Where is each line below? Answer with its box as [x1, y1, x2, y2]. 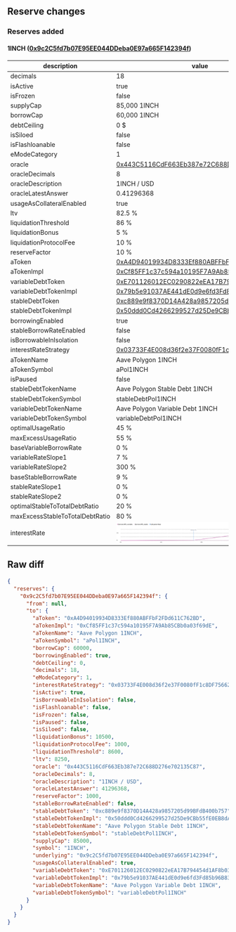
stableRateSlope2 [10, 492, 62, 501]
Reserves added [7, 27, 65, 37]
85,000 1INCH [116, 101, 159, 110]
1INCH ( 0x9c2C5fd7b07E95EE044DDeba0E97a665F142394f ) [7, 44, 192, 52]
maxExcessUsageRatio [10, 434, 77, 442]
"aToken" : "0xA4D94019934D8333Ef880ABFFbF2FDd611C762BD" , [32, 615, 206, 622]
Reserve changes [7, 6, 86, 18]
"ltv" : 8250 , [32, 756, 71, 763]
